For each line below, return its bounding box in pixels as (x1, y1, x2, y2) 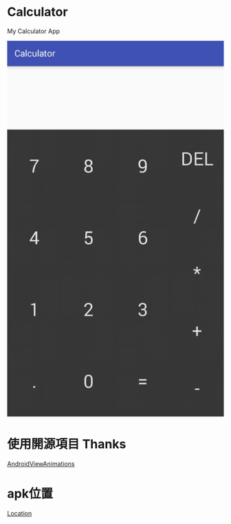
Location (7, 509, 32, 517)
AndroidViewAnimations (7, 459, 75, 467)
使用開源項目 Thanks (7, 436, 126, 452)
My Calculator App (7, 27, 60, 35)
